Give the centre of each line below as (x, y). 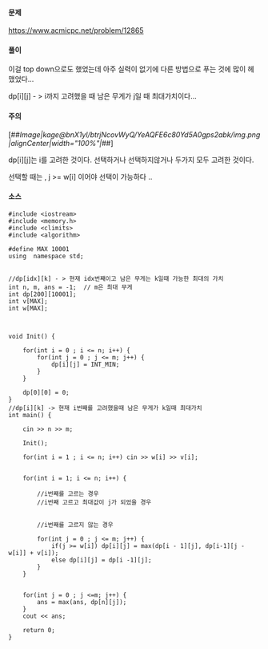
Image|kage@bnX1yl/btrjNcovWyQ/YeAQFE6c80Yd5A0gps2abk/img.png (140, 134)
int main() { (30, 415)
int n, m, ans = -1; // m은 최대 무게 (70, 287)
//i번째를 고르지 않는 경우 (75, 525)
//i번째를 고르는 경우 (68, 493)
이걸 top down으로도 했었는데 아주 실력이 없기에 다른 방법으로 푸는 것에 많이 (127, 69)
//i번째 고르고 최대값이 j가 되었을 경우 (94, 502)
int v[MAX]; (28, 301)
